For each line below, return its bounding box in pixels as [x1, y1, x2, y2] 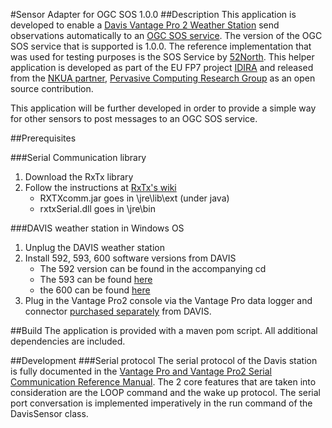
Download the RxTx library [24, 171, 134, 183]
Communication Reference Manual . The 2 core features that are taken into [10, 376, 317, 388]
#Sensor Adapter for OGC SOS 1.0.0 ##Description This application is [10, 9, 297, 20]
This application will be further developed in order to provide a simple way [10, 102, 317, 114]
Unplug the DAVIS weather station [24, 242, 166, 253]
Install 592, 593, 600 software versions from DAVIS [24, 252, 237, 264]
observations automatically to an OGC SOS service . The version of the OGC [10, 30, 323, 41]
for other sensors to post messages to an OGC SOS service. [10, 113, 258, 124]
